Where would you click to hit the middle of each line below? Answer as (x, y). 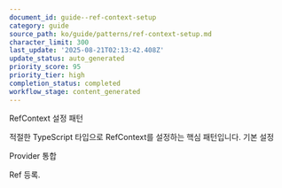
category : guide (39, 26)
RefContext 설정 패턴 (47, 118)
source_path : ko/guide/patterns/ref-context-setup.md (111, 34)
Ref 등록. (25, 175)
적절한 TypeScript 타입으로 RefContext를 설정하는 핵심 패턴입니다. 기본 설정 (142, 137)
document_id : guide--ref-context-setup (83, 17)
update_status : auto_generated (67, 59)
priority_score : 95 (45, 67)
